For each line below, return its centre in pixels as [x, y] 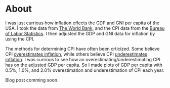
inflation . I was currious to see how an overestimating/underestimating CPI [83, 59]
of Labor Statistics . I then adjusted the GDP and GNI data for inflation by [80, 33]
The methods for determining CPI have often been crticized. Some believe [82, 49]
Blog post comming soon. [32, 80]
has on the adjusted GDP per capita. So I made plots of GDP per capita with [84, 65]
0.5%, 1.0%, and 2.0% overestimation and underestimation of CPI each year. [85, 70]
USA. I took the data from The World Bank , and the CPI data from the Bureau [85, 28]
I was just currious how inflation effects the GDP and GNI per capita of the [82, 23]
